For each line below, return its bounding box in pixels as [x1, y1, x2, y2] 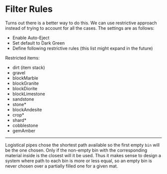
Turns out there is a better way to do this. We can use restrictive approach [5, 20, 158, 26]
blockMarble [12, 75, 38, 81]
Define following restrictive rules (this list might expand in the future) [12, 45, 153, 51]
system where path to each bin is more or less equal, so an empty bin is [5, 158, 153, 164]
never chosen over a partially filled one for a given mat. [5, 163, 118, 169]
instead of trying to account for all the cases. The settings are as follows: [5, 25, 155, 31]
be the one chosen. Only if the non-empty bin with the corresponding [5, 147, 148, 153]
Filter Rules [5, 3, 53, 15]
